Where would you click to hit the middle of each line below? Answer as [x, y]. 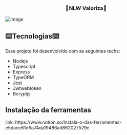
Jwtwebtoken [27, 88]
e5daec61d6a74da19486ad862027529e [47, 127]
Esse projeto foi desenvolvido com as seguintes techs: [63, 51]
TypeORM [23, 78]
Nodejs [20, 61]
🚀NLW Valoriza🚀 [86, 8]
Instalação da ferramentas [48, 110]
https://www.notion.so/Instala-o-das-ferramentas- [68, 122]
